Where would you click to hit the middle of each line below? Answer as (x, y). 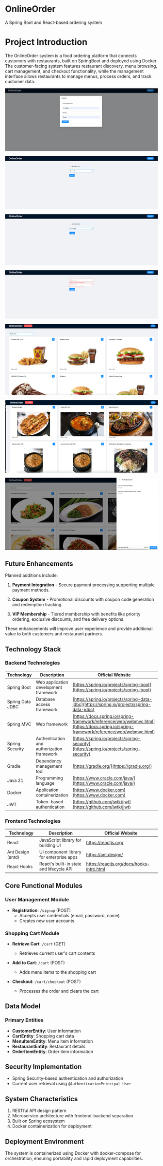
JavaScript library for (60, 840)
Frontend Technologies (33, 821)
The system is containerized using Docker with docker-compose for (73, 1153)
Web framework (52, 724)
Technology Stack (33, 649)
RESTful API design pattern (39, 1110)
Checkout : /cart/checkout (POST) (46, 981)
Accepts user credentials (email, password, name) (69, 915)
